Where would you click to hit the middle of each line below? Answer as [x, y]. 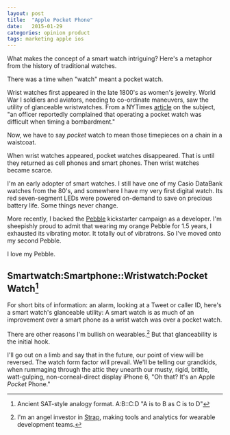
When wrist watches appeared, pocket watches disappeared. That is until [111, 156]
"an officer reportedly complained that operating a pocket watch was [104, 115]
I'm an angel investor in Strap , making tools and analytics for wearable [116, 417]
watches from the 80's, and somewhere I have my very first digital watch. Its [115, 191]
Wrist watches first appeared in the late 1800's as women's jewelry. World [111, 93]
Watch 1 [23, 287]
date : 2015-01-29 [35, 26]
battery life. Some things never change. [63, 205]
